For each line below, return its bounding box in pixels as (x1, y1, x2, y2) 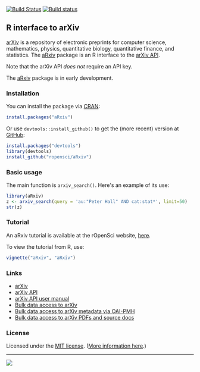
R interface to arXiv (6, 23, 80, 33)
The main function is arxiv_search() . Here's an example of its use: (6, 182, 170, 189)
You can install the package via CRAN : (6, 103, 100, 110)
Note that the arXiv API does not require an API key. (6, 62, 133, 70)
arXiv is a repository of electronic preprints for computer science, (6, 39, 167, 46)
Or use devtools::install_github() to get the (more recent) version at (6, 125, 179, 132)
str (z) (6, 204, 23, 210)
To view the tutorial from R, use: (6, 243, 85, 250)
